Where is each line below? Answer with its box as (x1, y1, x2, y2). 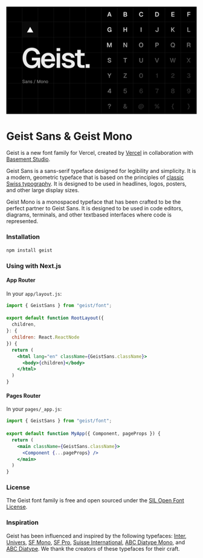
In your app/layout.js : (6, 290, 62, 297)
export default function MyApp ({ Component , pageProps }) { (6, 430, 161, 437)
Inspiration (6, 518, 39, 527)
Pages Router (6, 392, 41, 399)
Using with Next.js (6, 261, 62, 270)
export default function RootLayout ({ (6, 315, 104, 321)
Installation (6, 233, 40, 241)
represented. (6, 218, 39, 225)
